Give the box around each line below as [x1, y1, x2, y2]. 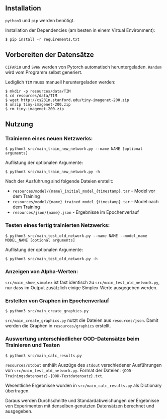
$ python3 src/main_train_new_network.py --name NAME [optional [5, 146, 143, 151]
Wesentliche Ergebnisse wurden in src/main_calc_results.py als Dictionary [5, 382, 162, 388]
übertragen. [5, 387, 30, 394]
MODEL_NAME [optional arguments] [5, 237, 75, 243]
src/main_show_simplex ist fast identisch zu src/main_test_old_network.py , [5, 279, 160, 285]
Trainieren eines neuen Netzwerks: [5, 135, 93, 142]
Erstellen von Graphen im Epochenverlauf [5, 297, 109, 304]
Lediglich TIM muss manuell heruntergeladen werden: [5, 79, 116, 85]
